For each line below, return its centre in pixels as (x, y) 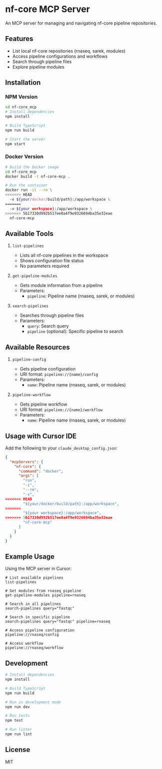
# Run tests (17, 716)
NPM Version (21, 97)
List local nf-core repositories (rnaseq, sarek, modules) (69, 51)
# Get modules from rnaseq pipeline (43, 591)
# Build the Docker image (32, 167)
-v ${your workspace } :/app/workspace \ (51, 209)
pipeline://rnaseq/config (32, 635)
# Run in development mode (33, 702)
